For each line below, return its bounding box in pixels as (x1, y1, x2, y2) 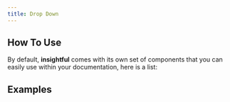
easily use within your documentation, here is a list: (7, 63, 158, 72)
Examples (7, 83, 52, 96)
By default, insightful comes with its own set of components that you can (7, 55, 223, 64)
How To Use (7, 37, 62, 49)
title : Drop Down (7, 10, 59, 18)
